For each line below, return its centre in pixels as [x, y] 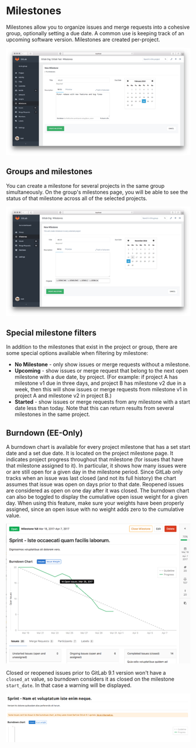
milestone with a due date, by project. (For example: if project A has [96, 377]
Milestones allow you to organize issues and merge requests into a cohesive [98, 27]
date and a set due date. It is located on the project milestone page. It [90, 453]
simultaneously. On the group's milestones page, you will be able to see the [97, 192]
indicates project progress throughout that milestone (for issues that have [95, 459]
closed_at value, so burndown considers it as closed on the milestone [90, 679]
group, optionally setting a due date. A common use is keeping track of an [95, 33]
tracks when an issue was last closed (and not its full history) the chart [91, 478]
